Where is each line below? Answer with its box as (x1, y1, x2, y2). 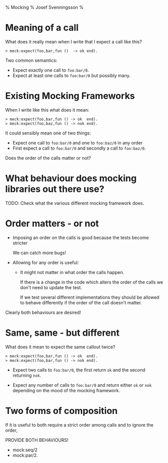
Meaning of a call (5, 22, 79, 33)
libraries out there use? (5, 183, 104, 195)
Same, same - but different (5, 327, 120, 338)
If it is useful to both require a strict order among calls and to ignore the (5, 422, 154, 428)
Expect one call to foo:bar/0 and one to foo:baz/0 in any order (12, 140, 143, 146)
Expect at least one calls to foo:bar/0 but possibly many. (12, 72, 131, 78)
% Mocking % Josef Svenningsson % (5, 5, 84, 10)
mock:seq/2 (12, 447, 38, 453)
